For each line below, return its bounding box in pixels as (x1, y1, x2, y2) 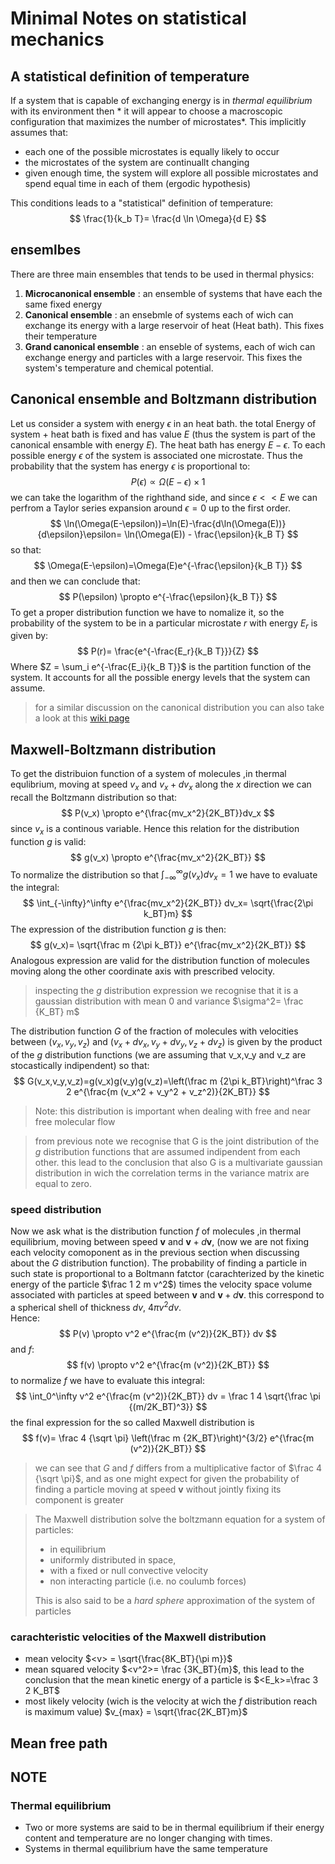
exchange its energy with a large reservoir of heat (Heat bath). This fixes (24, 319, 325, 331)
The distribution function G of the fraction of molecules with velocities (10, 1025, 299, 1037)
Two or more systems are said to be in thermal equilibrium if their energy (24, 1822, 325, 1834)
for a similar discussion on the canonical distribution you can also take (34, 702, 325, 714)
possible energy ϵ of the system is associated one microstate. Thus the (10, 449, 303, 461)
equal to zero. (34, 1178, 92, 1190)
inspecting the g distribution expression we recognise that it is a (34, 985, 299, 997)
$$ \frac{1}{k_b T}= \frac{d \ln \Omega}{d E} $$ (69, 213, 267, 224)
